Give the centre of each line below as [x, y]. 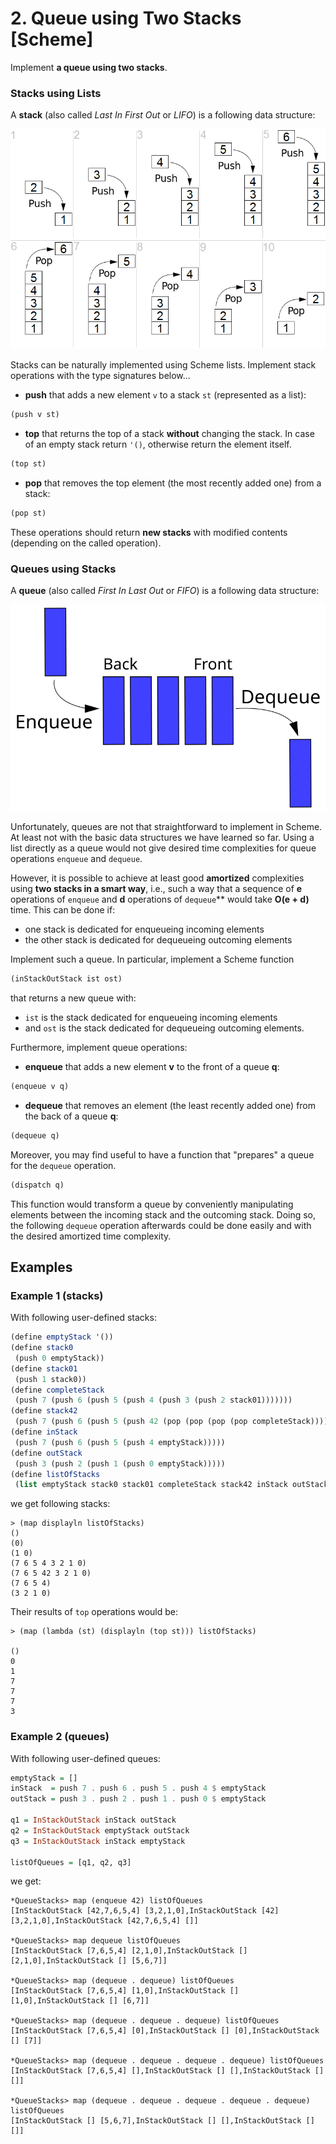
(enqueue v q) [40, 1086]
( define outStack [46, 1453]
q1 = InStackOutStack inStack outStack [93, 1820]
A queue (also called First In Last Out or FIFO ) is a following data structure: [165, 591]
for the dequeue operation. [63, 1165]
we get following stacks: [60, 1504]
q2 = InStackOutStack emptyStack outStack [100, 1830]
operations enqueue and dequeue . [76, 858]
